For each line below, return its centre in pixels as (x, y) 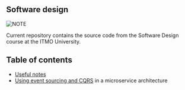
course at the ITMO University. (44, 41)
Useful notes (30, 74)
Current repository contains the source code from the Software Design (92, 35)
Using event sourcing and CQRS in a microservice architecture (91, 80)
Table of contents (39, 60)
